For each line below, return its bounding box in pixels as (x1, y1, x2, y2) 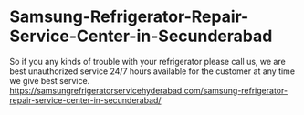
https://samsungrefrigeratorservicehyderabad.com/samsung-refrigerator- (9, 85, 288, 96)
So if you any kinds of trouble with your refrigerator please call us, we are (9, 56, 286, 67)
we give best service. (9, 75, 90, 86)
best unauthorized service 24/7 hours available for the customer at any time (9, 66, 295, 77)
